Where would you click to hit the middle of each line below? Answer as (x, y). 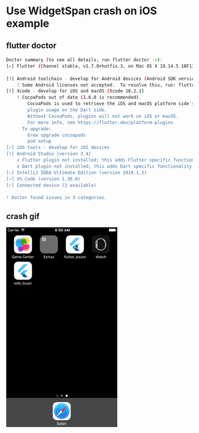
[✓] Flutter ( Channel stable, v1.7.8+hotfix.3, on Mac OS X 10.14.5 (92, 66)
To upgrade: (36, 129)
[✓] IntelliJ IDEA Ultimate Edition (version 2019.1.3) (76, 173)
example (28, 23)
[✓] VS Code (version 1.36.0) (44, 179)
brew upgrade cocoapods (57, 135)
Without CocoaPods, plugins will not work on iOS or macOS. (103, 116)
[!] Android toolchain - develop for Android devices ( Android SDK (91, 78)
